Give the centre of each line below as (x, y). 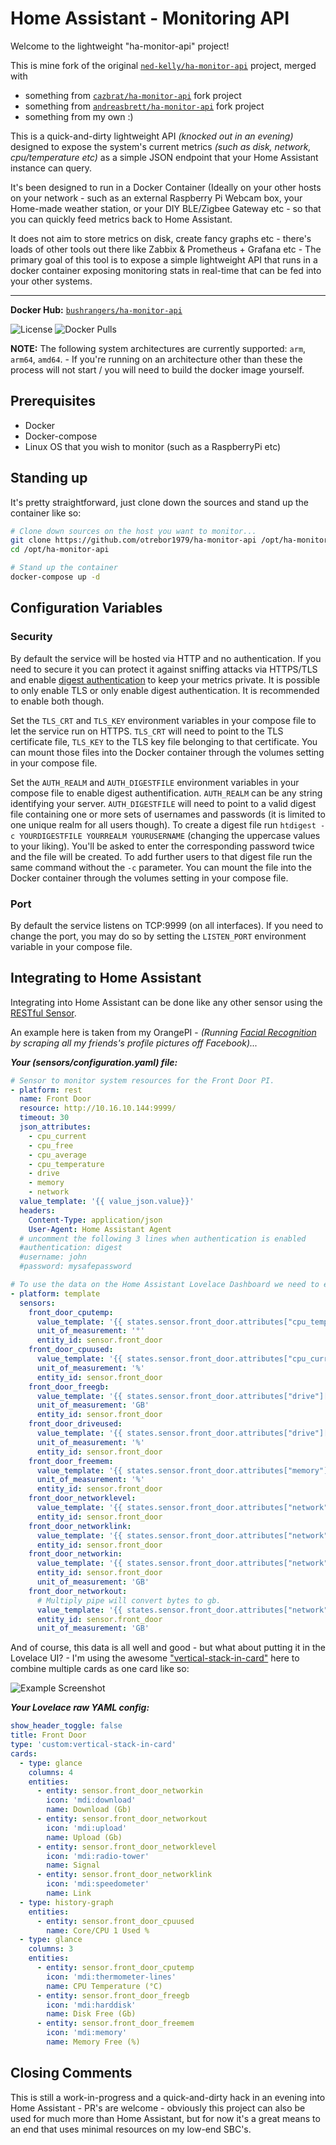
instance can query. (51, 168)
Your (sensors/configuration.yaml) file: (94, 1062)
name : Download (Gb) (89, 1810)
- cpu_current (57, 1136)
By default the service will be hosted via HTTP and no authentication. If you (166, 658)
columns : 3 (51, 1949)
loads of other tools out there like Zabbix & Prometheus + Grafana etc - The (166, 249)
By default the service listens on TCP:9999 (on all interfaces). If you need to (167, 925)
